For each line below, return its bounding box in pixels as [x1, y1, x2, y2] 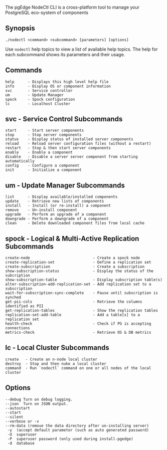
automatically [5, 159, 35, 164]
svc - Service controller [5, 88, 73, 93]
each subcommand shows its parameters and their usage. [5, 51, 125, 57]
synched [5, 295, 22, 300]
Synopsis [5, 24, 35, 33]
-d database [7, 440, 35, 445]
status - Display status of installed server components [5, 137, 134, 142]
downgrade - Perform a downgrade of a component [5, 216, 109, 221]
